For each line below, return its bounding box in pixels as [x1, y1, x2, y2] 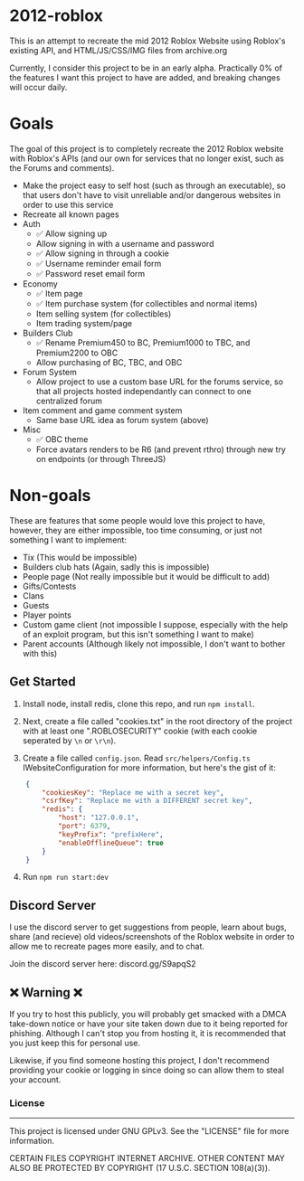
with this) [22, 647, 58, 658]
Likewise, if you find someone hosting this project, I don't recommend [9, 1055, 270, 1065]
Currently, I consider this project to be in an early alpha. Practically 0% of [9, 62, 283, 73]
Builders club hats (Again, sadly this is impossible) [22, 562, 210, 572]
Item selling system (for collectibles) [35, 308, 172, 319]
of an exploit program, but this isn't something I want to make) [22, 628, 255, 639]
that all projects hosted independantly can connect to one [35, 385, 252, 396]
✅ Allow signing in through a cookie [35, 248, 169, 259]
